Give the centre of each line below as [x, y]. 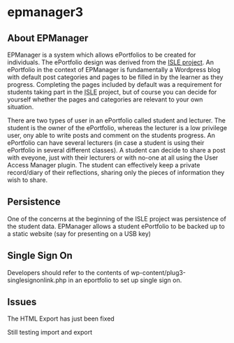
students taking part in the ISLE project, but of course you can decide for [112, 92]
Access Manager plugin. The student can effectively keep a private [104, 165]
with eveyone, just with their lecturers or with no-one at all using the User [113, 157]
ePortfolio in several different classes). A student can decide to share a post [116, 150]
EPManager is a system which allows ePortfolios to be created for [102, 55]
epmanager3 [45, 12]
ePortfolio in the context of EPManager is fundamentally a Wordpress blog [114, 70]
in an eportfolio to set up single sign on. [125, 280]
